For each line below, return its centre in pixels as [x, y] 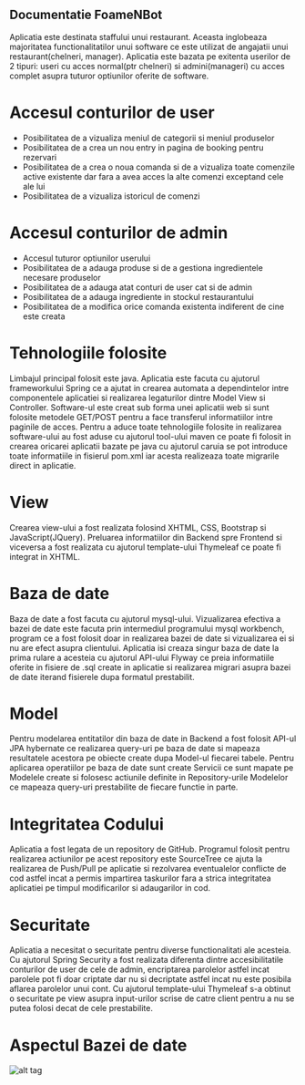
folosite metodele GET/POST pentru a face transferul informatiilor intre [141, 417]
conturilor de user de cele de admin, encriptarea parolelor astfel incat [140, 969]
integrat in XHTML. [45, 556]
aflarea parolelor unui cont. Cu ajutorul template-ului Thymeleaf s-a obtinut [150, 989]
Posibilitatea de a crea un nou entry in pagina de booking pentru [143, 147]
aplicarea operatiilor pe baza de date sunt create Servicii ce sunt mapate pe [152, 768]
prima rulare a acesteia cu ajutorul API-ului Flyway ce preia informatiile [142, 657]
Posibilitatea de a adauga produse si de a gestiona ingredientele [143, 267]
